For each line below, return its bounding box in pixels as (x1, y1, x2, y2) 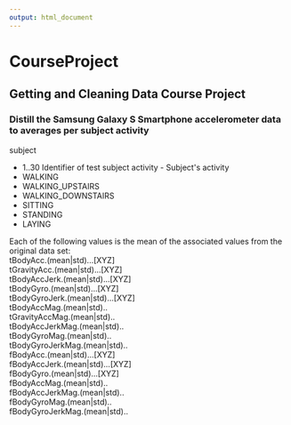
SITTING (21, 199, 54, 210)
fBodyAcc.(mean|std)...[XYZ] (9, 349, 116, 360)
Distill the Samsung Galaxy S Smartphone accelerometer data (9, 113, 282, 125)
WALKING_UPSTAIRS (21, 180, 100, 191)
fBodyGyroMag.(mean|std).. (9, 397, 113, 407)
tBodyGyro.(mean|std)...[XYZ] (9, 283, 119, 293)
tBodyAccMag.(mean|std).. (9, 301, 109, 312)
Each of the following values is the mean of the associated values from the (9, 236, 283, 246)
